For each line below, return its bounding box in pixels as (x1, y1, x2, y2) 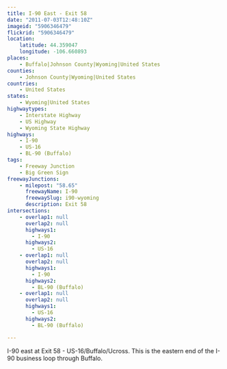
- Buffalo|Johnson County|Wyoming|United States (19, 61, 161, 68)
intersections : (7, 207, 51, 214)
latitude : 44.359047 (19, 42, 78, 49)
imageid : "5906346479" (7, 23, 72, 29)
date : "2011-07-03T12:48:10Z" (7, 16, 94, 23)
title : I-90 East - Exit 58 (7, 10, 88, 17)
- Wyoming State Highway (19, 125, 90, 131)
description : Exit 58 (25, 201, 88, 208)
